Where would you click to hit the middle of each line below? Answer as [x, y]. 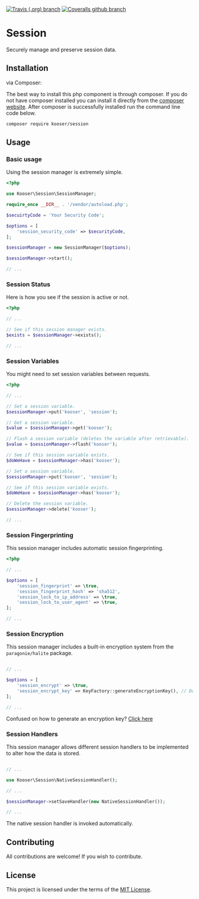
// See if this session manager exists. [57, 330]
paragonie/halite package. [39, 653]
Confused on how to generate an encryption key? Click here [79, 718]
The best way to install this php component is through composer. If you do [97, 94]
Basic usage [24, 159]
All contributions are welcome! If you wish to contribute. [74, 857]
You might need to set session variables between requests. [78, 374]
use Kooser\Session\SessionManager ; [51, 194]
